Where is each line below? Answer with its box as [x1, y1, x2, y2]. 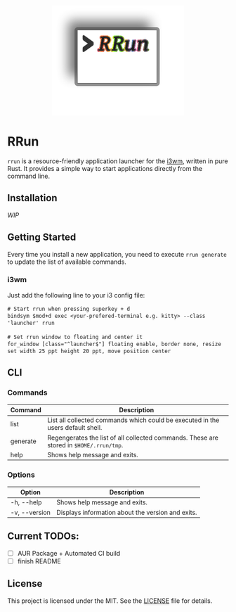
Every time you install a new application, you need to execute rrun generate [7, 250, 227, 258]
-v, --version [10, 508, 51, 516]
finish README [17, 556, 61, 565]
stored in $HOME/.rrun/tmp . [47, 440, 124, 449]
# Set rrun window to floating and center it [7, 333, 143, 340]
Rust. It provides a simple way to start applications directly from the [7, 164, 202, 172]
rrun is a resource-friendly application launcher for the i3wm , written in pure [7, 157, 228, 165]
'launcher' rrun [7, 319, 55, 326]
